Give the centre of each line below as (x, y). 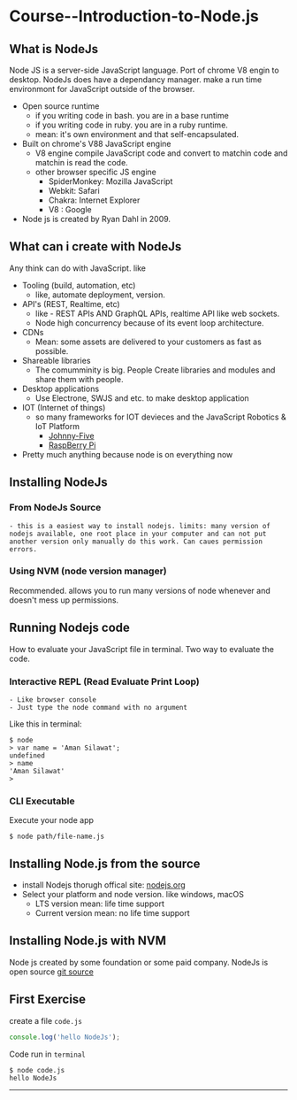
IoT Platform (57, 426)
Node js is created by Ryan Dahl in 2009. (96, 219)
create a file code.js (46, 1020)
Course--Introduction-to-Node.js (134, 16)
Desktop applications (61, 388)
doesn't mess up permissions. (64, 600)
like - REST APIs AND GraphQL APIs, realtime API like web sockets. (157, 313)
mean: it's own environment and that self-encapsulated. (137, 134)
